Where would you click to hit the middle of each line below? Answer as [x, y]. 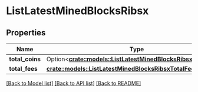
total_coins [25, 59]
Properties [26, 33]
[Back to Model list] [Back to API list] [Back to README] [74, 83]
